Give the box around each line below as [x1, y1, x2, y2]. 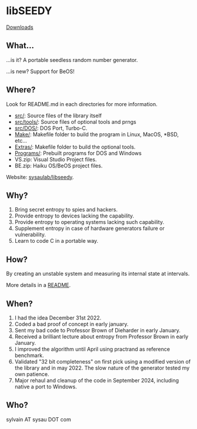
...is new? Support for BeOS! [6, 68, 75, 75]
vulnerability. [14, 231, 46, 238]
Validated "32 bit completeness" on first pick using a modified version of [14, 358, 191, 365]
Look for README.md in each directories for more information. [6, 100, 158, 107]
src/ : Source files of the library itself [14, 112, 102, 119]
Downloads [6, 24, 34, 31]
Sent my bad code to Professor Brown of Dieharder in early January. [14, 327, 181, 334]
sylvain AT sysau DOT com [6, 415, 72, 423]
